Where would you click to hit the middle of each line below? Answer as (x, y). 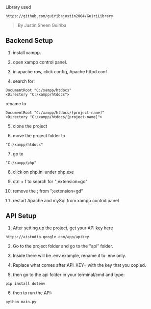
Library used (18, 7)
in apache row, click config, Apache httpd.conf (60, 71)
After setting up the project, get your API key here (63, 228)
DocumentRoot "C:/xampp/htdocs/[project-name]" (55, 113)
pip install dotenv (25, 283)
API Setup (21, 216)
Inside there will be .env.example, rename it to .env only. (69, 255)
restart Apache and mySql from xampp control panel (66, 200)
